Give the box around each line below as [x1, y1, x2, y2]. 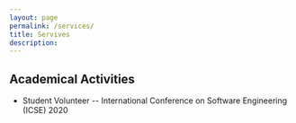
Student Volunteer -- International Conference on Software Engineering [22, 95, 288, 106]
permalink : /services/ [9, 22, 94, 31]
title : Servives [9, 30, 70, 39]
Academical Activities [9, 71, 135, 86]
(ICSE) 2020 [22, 105, 69, 116]
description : [9, 38, 58, 48]
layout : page [9, 13, 58, 22]
